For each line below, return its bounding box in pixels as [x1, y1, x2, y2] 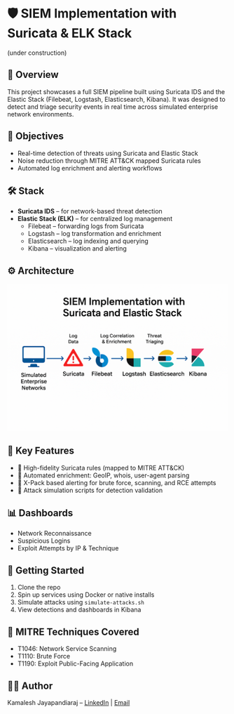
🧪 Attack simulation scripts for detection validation [17, 486, 163, 494]
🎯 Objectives [7, 131, 64, 143]
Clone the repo [17, 583, 61, 592]
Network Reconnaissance [17, 529, 92, 538]
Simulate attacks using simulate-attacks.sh [17, 598, 145, 607]
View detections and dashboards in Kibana [17, 605, 142, 614]
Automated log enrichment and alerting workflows [17, 164, 163, 172]
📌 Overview [7, 69, 59, 81]
